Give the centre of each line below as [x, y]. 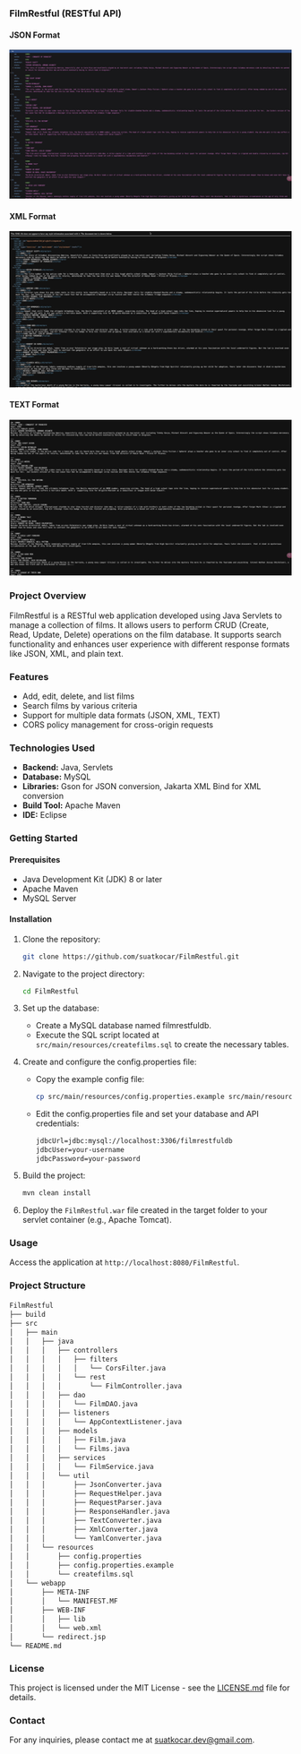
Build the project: [54, 1175]
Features [29, 676]
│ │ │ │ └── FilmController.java [95, 1386]
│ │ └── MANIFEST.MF [64, 1601]
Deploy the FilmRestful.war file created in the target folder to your [145, 1210]
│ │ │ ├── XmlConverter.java [84, 1529]
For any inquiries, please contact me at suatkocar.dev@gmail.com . [132, 1740]
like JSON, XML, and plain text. [66, 653]
